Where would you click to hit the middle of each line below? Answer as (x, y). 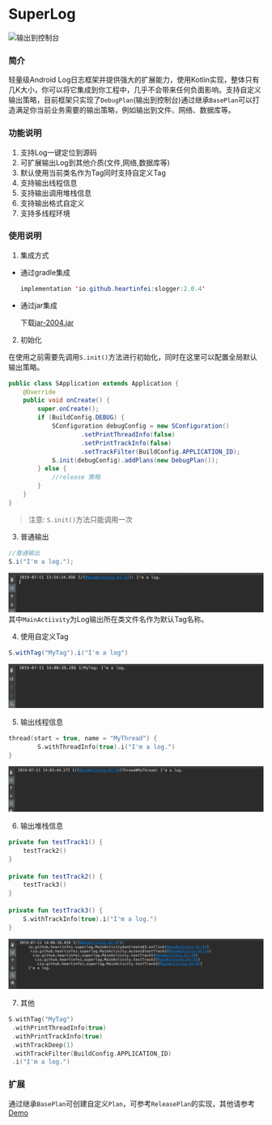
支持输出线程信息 (49, 182)
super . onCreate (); (68, 409)
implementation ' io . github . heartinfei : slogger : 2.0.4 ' (113, 288)
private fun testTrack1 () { (56, 842)
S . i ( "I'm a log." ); (41, 561)
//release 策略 (76, 477)
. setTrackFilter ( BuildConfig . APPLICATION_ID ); (161, 452)
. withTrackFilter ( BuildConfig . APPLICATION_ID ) (92, 1054)
